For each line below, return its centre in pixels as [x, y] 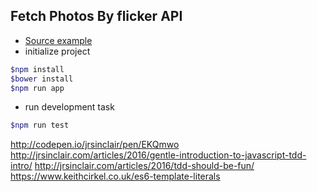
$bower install [42, 79]
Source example [58, 40]
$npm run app [37, 88]
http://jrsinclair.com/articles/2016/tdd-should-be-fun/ [144, 166]
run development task [69, 107]
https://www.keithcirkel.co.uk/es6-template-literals [115, 176]
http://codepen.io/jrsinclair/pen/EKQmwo [95, 145]
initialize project [57, 51]
